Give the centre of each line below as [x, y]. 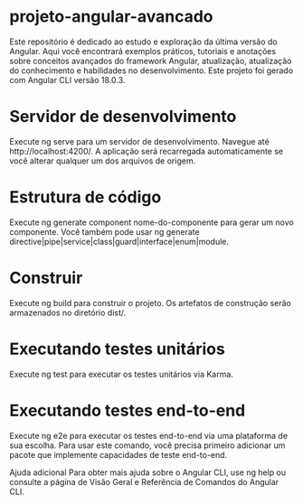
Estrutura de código [85, 197]
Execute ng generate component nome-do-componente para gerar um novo [151, 222]
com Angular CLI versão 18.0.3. [67, 79]
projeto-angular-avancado [111, 17]
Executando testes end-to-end [128, 411]
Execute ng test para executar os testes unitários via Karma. [121, 374]
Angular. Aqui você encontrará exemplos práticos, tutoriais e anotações [143, 51]
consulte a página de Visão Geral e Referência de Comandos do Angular [144, 481]
